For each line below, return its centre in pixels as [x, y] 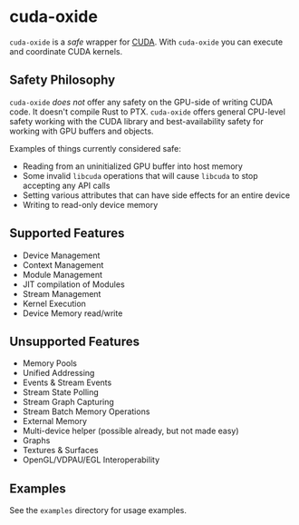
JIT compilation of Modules [73, 284]
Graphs [36, 441]
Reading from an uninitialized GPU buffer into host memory [132, 166]
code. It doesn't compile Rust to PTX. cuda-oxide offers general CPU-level [147, 112]
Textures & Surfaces [60, 451]
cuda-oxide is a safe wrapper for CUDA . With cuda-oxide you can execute [146, 42]
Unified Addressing [58, 373]
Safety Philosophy [63, 80]
